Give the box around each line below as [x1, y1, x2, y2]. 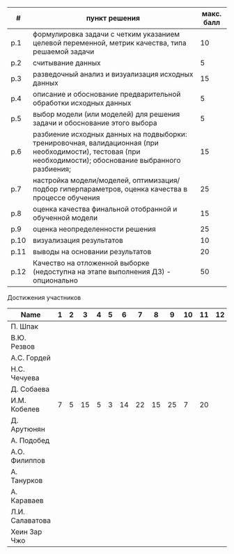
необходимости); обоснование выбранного [32, 156, 181, 165]
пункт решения [86, 13, 141, 23]
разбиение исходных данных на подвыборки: [32, 129, 187, 138]
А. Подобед [10, 436, 50, 445]
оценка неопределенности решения [32, 224, 157, 234]
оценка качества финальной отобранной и [32, 205, 178, 214]
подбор [32, 184, 58, 193]
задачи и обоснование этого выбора [32, 118, 158, 127]
